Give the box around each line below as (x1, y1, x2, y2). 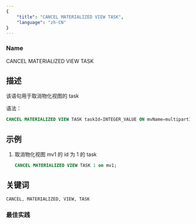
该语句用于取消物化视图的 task (6, 92, 79, 99)
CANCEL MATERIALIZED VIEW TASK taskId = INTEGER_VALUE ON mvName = (6, 116, 166, 123)
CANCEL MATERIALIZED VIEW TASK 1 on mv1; (14, 163, 117, 168)
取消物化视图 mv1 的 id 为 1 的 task (14, 151, 97, 158)
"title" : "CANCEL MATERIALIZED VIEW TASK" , (16, 14, 124, 20)
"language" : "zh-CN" (16, 19, 66, 25)
